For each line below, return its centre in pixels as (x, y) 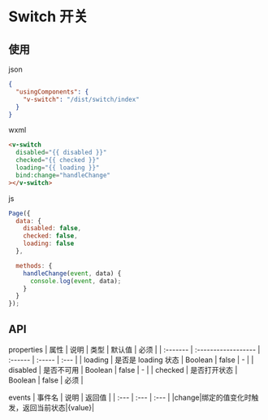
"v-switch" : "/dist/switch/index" (81, 99)
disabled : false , (52, 229)
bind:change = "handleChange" (63, 175)
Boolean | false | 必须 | (46, 380)
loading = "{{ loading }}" (58, 168)
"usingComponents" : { (52, 92)
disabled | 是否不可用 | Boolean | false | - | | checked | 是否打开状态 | (123, 370)
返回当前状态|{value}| (58, 407)
